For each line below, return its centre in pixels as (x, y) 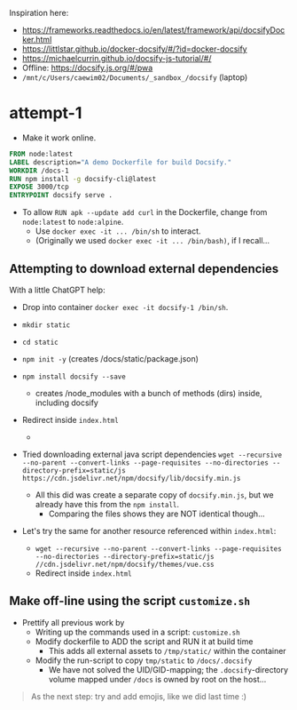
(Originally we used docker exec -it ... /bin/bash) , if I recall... (152, 241)
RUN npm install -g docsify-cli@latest (83, 179)
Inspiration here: (39, 13)
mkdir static (46, 325)
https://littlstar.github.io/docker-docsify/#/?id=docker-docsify (134, 49)
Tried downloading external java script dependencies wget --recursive (152, 454)
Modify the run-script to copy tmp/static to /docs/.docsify (144, 660)
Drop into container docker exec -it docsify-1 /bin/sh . (125, 307)
